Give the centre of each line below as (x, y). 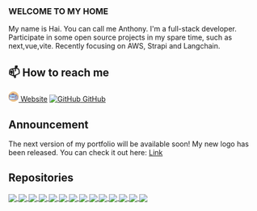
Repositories (41, 178)
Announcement (48, 124)
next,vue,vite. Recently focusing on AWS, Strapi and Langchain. (114, 46)
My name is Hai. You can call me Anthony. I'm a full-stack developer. (122, 29)
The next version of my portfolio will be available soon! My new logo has (128, 144)
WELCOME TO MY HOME (59, 11)
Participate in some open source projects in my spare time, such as (120, 37)
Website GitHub (63, 99)
